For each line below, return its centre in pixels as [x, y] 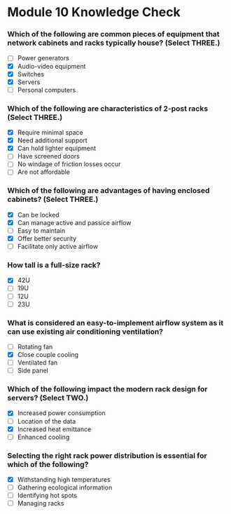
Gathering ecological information [65, 487]
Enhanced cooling [43, 437]
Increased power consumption [62, 413]
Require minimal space [50, 133]
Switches [30, 74]
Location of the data [47, 421]
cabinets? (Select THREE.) [53, 199]
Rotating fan [35, 346]
